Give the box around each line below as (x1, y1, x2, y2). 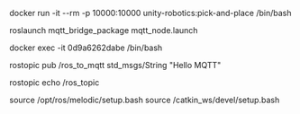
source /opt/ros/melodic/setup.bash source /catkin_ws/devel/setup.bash (9, 94, 280, 105)
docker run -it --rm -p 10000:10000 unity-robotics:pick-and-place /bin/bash (9, 8, 292, 18)
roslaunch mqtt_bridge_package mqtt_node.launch (9, 25, 198, 35)
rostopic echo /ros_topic (9, 77, 100, 88)
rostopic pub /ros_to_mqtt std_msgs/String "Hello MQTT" (9, 60, 222, 70)
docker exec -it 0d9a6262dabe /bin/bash (9, 42, 163, 53)
